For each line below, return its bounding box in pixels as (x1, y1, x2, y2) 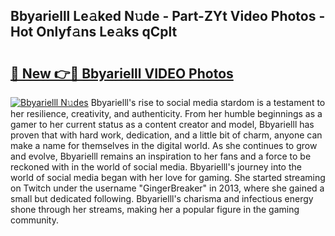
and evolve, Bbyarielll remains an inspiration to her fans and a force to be (10, 150, 312, 162)
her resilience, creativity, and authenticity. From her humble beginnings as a (10, 108, 323, 119)
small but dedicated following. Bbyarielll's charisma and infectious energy (10, 193, 314, 204)
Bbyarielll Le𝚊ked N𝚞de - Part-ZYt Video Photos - (10, 8, 326, 25)
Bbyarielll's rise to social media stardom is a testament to (90, 97, 326, 108)
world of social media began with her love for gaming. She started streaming (10, 172, 326, 183)
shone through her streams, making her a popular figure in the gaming (10, 204, 300, 215)
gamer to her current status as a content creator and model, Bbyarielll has (10, 119, 315, 130)
